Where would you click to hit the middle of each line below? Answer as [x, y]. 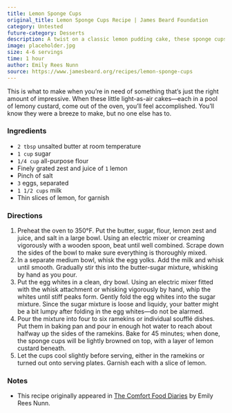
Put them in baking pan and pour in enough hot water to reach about [115, 327]
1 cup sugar [34, 154]
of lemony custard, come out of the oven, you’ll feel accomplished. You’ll [111, 106]
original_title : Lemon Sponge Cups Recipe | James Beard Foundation [108, 20]
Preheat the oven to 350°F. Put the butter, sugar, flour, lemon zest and [117, 231]
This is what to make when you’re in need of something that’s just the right [113, 91]
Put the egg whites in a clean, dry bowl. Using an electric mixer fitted [115, 282]
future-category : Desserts [46, 33]
